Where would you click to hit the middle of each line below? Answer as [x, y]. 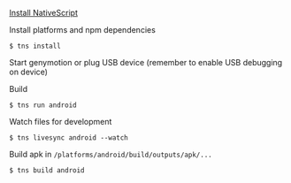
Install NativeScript [43, 13]
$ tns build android [47, 171]
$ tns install [35, 46]
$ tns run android [43, 105]
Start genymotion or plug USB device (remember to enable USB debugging [146, 62]
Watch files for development [61, 122]
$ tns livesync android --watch [69, 138]
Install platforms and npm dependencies [83, 30]
